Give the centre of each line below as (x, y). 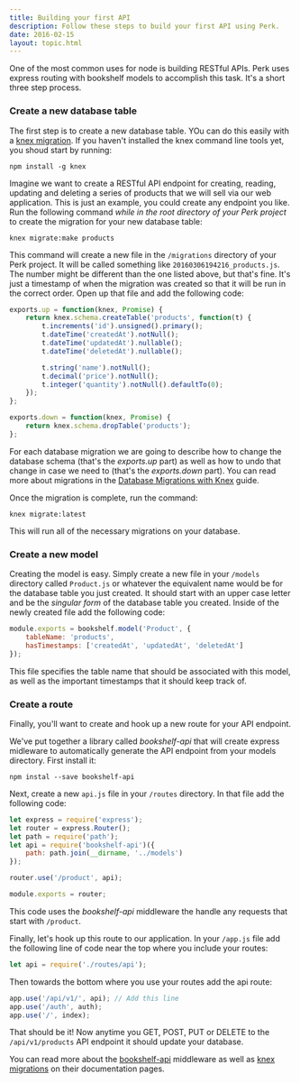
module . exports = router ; (58, 895)
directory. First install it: (53, 760)
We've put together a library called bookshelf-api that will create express (145, 741)
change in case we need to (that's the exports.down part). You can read (143, 471)
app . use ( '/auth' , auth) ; (56, 1006)
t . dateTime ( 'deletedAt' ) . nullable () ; (112, 351)
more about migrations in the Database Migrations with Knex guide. (134, 480)
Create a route (41, 704)
